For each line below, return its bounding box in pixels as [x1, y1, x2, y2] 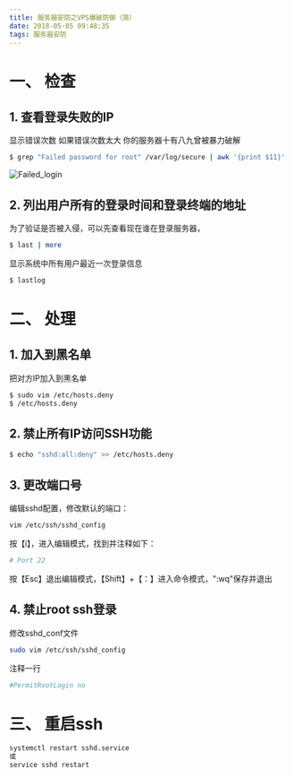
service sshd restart [9, 761, 90, 770]
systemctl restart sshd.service [9, 744, 130, 753]
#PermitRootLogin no [9, 680, 87, 690]
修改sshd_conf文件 [9, 627, 79, 638]
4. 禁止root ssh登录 [9, 602, 117, 617]
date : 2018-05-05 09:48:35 [9, 22, 110, 30]
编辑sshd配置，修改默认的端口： [9, 503, 130, 514]
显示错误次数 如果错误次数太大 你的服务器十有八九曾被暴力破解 [9, 135, 241, 146]
